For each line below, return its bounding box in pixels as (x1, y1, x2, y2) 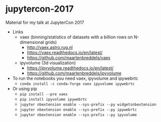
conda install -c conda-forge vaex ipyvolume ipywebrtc (19, 81, 135, 86)
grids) (44, 39, 57, 45)
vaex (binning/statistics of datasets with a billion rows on (19, 34, 133, 40)
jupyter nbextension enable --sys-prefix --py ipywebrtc (19, 107, 137, 112)
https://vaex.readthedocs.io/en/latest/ (27, 50, 103, 55)
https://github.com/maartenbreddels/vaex (27, 54, 111, 60)
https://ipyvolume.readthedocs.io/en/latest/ (27, 65, 114, 71)
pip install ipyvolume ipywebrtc (19, 97, 88, 102)
